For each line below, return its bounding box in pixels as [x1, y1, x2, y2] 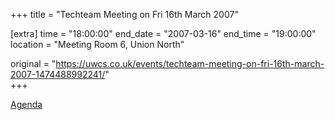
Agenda [10, 99, 43, 110]
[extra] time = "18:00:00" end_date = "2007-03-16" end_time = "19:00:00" [10, 28, 317, 39]
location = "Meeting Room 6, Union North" [10, 39, 185, 50]
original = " [10, 58, 57, 69]
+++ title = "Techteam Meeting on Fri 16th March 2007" [10, 9, 239, 20]
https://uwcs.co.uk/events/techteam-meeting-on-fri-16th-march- [55, 58, 325, 69]
